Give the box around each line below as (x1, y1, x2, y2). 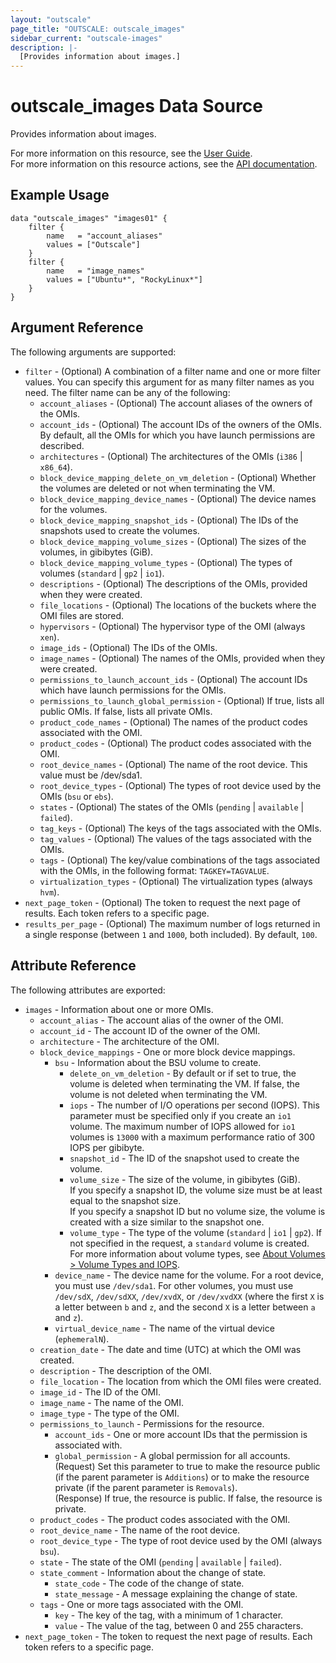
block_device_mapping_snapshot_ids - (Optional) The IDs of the (39, 514, 299, 526)
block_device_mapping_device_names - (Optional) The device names (39, 492, 317, 505)
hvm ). (39, 886, 60, 898)
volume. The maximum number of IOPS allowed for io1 (69, 1120, 296, 1132)
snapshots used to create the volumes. (39, 524, 200, 536)
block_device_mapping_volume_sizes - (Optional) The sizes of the (39, 535, 307, 547)
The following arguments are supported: (10, 346, 177, 358)
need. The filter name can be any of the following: (24, 386, 231, 398)
